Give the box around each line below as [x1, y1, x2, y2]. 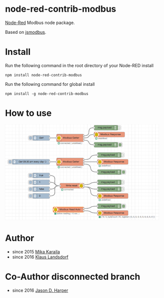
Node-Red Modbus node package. [5, 20, 75, 25]
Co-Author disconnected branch [5, 271, 141, 282]
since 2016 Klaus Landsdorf [12, 254, 69, 260]
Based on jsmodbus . [5, 29, 47, 35]
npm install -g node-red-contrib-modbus [5, 91, 89, 96]
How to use [5, 108, 52, 119]
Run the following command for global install [5, 81, 95, 87]
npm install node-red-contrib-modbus [5, 73, 82, 77]
